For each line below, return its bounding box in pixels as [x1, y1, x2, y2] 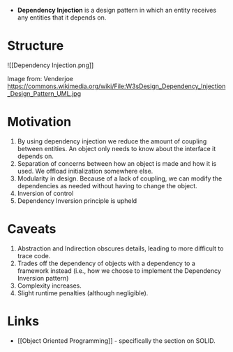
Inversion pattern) [17, 274, 69, 282]
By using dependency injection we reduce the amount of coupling [17, 136, 207, 146]
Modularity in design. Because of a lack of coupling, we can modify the [17, 174, 223, 183]
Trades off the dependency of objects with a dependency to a [17, 259, 195, 267]
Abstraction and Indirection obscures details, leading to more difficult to [17, 244, 224, 253]
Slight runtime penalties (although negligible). [17, 288, 149, 297]
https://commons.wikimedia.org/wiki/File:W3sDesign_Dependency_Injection [7, 82, 226, 90]
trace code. [17, 251, 51, 260]
